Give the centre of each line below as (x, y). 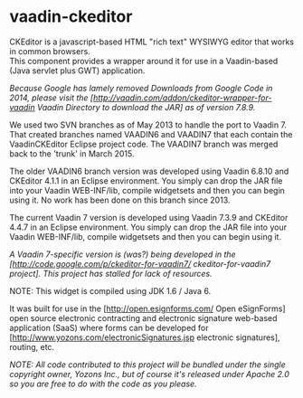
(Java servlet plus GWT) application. (77, 71)
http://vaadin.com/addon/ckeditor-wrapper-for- (183, 98)
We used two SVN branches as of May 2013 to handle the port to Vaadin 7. (148, 125)
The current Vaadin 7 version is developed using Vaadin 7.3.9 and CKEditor (149, 217)
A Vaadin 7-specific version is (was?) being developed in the (123, 254)
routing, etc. (32, 346)
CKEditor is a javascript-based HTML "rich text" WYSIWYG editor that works (151, 42)
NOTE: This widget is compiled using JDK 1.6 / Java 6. (110, 290)
